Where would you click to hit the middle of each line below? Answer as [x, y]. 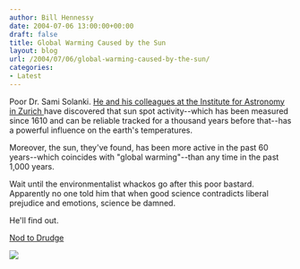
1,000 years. [32, 166]
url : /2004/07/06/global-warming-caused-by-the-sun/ [110, 59]
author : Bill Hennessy [51, 17]
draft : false [34, 34]
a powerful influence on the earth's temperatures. [101, 130]
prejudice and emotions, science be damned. [93, 203]
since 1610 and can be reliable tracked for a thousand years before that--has [150, 120]
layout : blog [34, 51]
